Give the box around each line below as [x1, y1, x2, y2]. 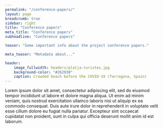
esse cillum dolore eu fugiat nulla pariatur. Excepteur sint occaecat [5, 108, 139, 114]
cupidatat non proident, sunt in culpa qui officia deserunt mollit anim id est [5, 113, 154, 119]
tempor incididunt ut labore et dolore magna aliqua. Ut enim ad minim [5, 93, 144, 99]
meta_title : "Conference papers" [5, 30, 73, 35]
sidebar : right [5, 20, 36, 26]
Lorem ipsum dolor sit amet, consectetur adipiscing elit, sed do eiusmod [5, 88, 150, 93]
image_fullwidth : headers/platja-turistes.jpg [14, 65, 110, 70]
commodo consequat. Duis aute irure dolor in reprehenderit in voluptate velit [5, 103, 158, 109]
